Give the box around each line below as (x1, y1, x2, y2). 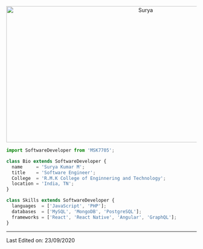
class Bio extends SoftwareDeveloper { (6, 158, 107, 164)
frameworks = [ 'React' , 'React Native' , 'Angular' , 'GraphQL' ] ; (11, 214, 177, 221)
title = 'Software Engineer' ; (11, 170, 96, 176)
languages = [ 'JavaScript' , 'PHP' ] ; (11, 203, 107, 209)
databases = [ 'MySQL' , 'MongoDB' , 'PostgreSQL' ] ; (11, 208, 142, 214)
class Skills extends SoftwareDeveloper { (6, 198, 115, 204)
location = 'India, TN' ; (11, 181, 74, 187)
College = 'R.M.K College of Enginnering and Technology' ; (11, 175, 166, 181)
